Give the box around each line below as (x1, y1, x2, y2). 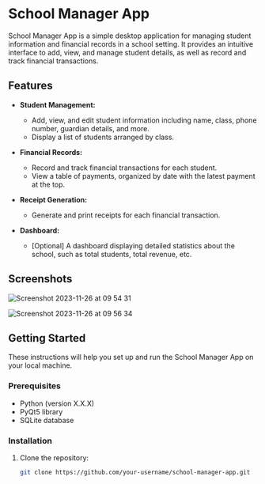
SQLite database (19, 415, 74, 425)
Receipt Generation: (19, 195, 88, 204)
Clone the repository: (19, 452, 89, 463)
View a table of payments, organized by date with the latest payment (31, 171, 256, 180)
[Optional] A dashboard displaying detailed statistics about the (31, 240, 236, 250)
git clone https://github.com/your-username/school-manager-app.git (19, 468, 251, 476)
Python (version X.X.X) (19, 399, 95, 408)
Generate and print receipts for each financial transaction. (31, 210, 221, 220)
